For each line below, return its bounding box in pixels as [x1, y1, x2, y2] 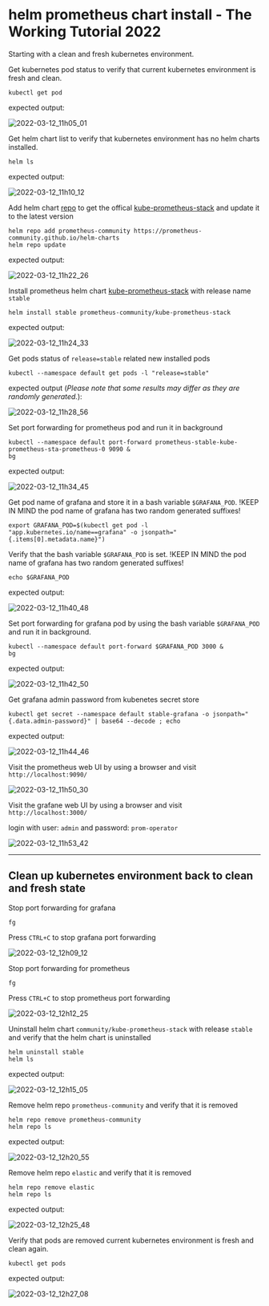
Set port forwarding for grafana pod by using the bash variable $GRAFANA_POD [8, 619, 260, 628]
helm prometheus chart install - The [8, 6, 252, 24]
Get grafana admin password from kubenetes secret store [8, 695, 200, 704]
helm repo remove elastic [8, 1183, 94, 1191]
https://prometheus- [133, 227, 203, 235]
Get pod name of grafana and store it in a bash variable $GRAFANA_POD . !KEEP [8, 497, 259, 506]
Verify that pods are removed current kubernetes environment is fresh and [8, 1235, 254, 1245]
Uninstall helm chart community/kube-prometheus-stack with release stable [8, 1024, 253, 1034]
